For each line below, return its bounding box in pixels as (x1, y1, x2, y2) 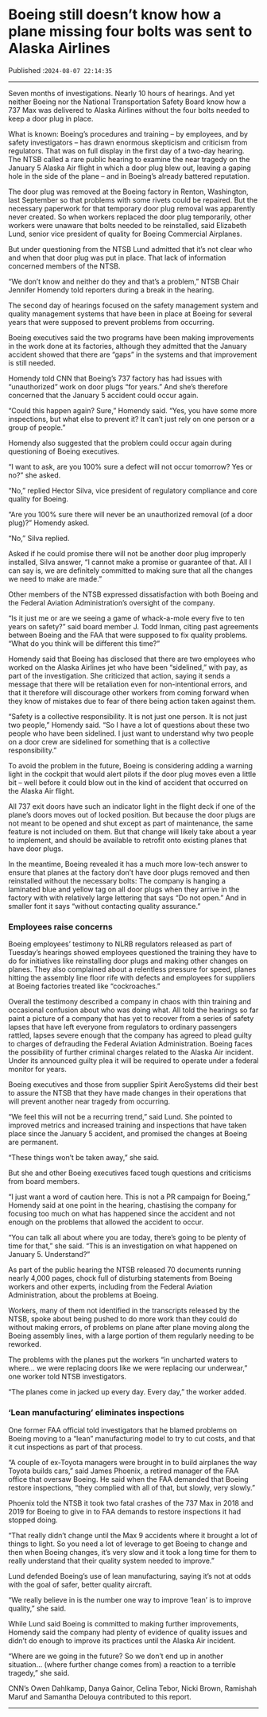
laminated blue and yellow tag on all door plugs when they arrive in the (8, 884, 240, 894)
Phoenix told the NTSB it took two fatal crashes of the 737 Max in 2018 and (8, 1498, 254, 1507)
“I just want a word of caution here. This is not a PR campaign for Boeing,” (8, 1192, 250, 1201)
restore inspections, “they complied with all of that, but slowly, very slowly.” (8, 1483, 256, 1492)
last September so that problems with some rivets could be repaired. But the (8, 195, 258, 204)
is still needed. (8, 358, 56, 367)
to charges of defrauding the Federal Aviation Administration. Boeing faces (8, 1039, 253, 1049)
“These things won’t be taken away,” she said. (8, 1153, 160, 1162)
